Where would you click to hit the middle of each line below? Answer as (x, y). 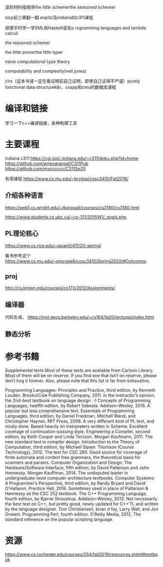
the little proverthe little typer (34, 52)
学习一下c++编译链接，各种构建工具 (41, 123)
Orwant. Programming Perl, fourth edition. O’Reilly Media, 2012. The (73, 514)
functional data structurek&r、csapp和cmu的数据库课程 (61, 87)
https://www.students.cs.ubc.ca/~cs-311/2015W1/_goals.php (66, 217)
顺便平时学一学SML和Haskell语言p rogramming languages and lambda (76, 28)
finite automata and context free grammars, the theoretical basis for (73, 457)
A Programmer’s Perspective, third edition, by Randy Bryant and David (75, 483)
